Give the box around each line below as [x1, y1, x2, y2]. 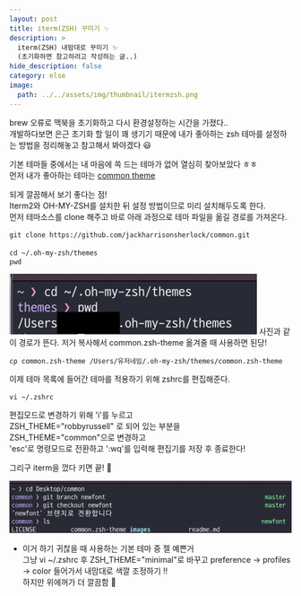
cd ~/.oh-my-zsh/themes [9, 248, 99, 258]
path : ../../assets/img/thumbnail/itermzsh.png [17, 90, 199, 99]
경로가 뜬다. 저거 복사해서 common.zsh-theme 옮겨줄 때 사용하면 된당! [18, 337, 267, 347]
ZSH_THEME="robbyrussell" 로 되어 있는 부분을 [9, 420, 181, 431]
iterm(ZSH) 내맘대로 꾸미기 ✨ [17, 43, 118, 52]
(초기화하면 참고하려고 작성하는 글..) [17, 52, 138, 62]
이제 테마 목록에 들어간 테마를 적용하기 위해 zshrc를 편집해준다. [9, 373, 230, 384]
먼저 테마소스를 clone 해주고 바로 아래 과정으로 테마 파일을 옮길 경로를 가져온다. [9, 211, 288, 222]
